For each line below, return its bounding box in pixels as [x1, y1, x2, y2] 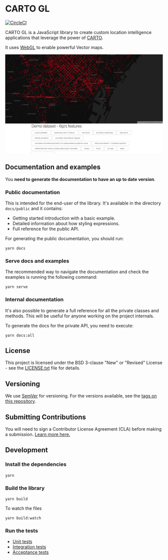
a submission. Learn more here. [5, 432, 70, 438]
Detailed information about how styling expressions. [12, 221, 120, 227]
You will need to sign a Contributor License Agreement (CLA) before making [5, 426, 162, 432]
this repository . [5, 398, 36, 404]
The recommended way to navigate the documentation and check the [5, 269, 149, 275]
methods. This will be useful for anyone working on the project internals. [5, 313, 154, 319]
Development [5, 446, 48, 454]
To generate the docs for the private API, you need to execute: [5, 322, 133, 328]
